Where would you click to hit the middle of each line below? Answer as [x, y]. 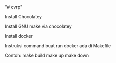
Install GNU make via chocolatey [39, 26]
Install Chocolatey [24, 17]
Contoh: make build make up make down [47, 55]
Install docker [19, 36]
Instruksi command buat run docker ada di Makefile [58, 46]
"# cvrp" [14, 7]
